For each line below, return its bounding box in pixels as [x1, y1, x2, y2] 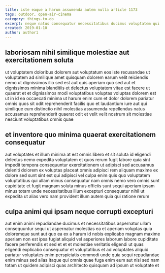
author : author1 [5, 30, 38, 35]
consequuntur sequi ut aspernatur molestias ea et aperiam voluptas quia [5, 226, 153, 232]
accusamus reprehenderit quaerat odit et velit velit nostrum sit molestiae [5, 111, 152, 117]
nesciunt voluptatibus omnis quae [5, 116, 74, 122]
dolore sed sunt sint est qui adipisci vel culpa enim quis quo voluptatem [5, 172, 150, 178]
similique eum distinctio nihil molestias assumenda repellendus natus [5, 105, 145, 111]
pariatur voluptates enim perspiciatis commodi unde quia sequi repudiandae [5, 252, 160, 258]
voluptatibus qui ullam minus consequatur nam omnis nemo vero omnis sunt [5, 177, 160, 183]
